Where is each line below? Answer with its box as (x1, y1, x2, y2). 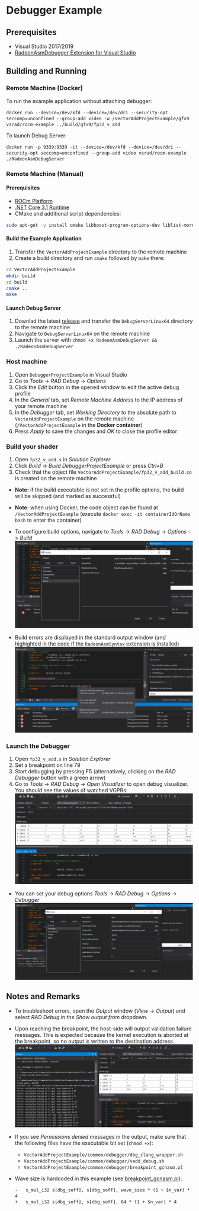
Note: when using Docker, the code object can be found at (14, 504, 158, 511)
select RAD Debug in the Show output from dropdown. (14, 1013, 148, 1020)
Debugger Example (6, 4, 102, 17)
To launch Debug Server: (6, 131, 67, 139)
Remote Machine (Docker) (6, 84, 83, 92)
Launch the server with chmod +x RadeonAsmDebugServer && (14, 336, 158, 343)
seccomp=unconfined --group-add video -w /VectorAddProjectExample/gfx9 (6, 115, 190, 121)
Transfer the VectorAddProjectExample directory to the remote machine (14, 248, 188, 255)
